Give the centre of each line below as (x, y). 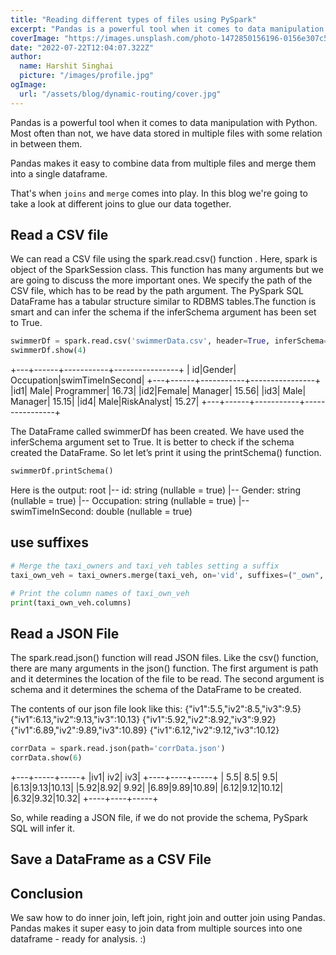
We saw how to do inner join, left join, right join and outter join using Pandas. (168, 918)
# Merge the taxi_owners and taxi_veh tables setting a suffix (145, 566)
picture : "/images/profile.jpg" (87, 76)
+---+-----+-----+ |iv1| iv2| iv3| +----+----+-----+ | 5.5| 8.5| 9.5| (144, 777)
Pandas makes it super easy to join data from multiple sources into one (156, 928)
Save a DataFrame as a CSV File (111, 859)
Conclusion (47, 893)
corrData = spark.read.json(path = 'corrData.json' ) (118, 749)
